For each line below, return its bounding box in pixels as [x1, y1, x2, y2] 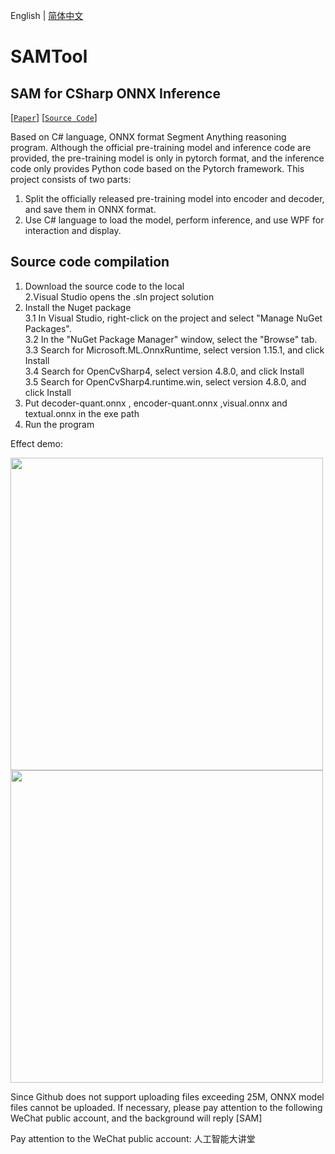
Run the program [24, 418, 95, 430]
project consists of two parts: [10, 174, 132, 185]
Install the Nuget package [24, 301, 132, 313]
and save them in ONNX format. [24, 204, 157, 215]
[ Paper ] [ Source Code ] [10, 112, 98, 123]
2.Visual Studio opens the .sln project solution [24, 290, 215, 303]
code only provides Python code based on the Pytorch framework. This [10, 163, 305, 174]
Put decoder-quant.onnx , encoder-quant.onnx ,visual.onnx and [24, 397, 288, 409]
